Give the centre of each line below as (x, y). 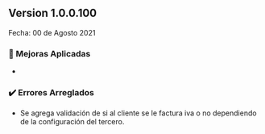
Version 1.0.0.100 (53, 13)
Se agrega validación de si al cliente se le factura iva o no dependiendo (138, 113)
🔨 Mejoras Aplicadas (50, 53)
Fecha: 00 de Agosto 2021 (52, 32)
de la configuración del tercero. (72, 122)
